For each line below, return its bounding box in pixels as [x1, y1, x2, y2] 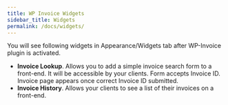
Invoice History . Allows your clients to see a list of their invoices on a [17, 84, 214, 93]
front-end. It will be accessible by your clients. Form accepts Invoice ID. [17, 69, 220, 78]
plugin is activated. [7, 49, 61, 57]
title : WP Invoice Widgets [7, 10, 85, 17]
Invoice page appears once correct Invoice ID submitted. [17, 77, 179, 85]
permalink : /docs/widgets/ [7, 23, 85, 30]
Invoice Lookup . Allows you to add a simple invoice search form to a [17, 62, 212, 71]
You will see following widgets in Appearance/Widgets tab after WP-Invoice [7, 42, 222, 50]
